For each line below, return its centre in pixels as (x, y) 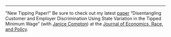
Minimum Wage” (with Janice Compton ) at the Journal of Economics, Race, (84, 24)
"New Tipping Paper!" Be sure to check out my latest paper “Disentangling (83, 13)
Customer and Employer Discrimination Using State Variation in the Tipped (83, 18)
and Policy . (17, 29)
